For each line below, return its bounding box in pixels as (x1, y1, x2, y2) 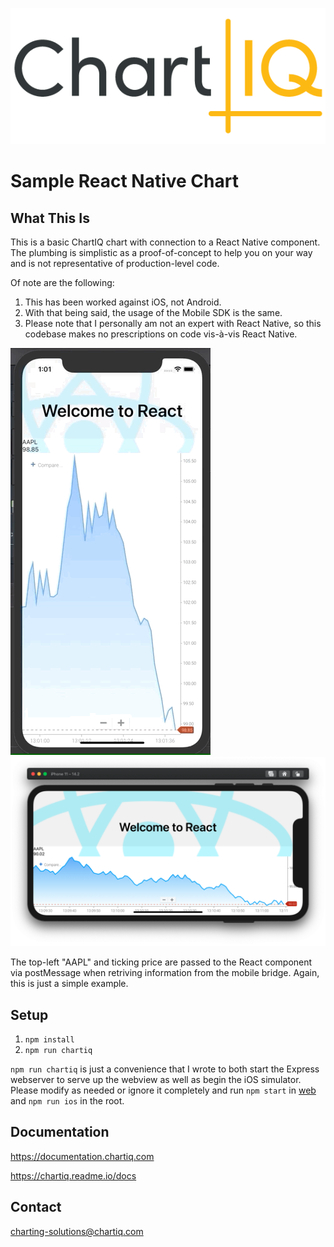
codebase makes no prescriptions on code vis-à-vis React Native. (24, 328, 298, 340)
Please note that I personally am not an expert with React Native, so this (24, 318, 322, 330)
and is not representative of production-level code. (10, 258, 220, 270)
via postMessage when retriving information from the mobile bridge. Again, (10, 967, 320, 979)
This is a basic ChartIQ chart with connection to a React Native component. (10, 236, 321, 248)
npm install (24, 1035, 75, 1045)
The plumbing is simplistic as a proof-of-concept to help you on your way (10, 247, 313, 259)
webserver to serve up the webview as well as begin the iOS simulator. (10, 1074, 302, 1086)
